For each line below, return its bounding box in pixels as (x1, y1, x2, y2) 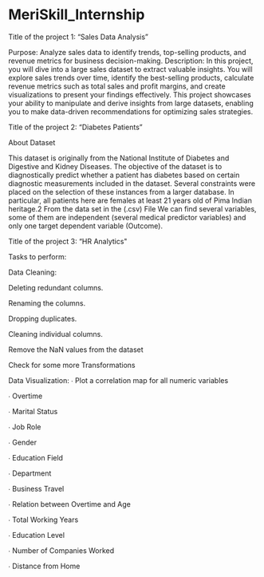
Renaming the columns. (8, 298, 86, 308)
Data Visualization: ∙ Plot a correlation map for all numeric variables (8, 375, 229, 385)
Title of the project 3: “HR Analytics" (8, 236, 128, 246)
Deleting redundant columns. (8, 283, 104, 292)
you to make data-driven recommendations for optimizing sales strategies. (8, 106, 254, 117)
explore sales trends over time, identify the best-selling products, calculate (8, 73, 254, 82)
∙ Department (8, 468, 52, 478)
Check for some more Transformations (8, 360, 136, 370)
